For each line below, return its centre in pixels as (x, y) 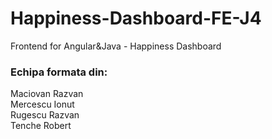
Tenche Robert (41, 126)
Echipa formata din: (59, 72)
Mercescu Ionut (42, 104)
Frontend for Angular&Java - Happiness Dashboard (116, 46)
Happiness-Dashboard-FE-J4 (136, 18)
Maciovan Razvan (47, 94)
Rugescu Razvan (45, 115)
